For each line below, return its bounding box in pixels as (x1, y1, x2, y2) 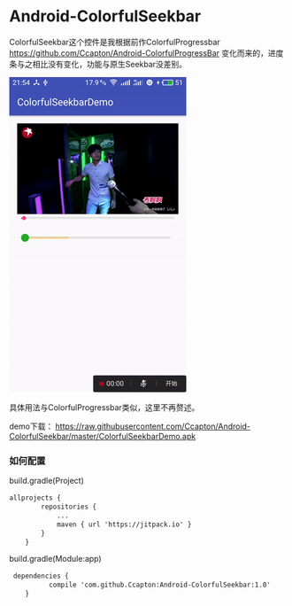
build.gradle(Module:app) (9, 554, 102, 564)
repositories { (41, 502, 97, 511)
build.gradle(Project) (9, 476, 84, 486)
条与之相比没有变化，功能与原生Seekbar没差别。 (9, 58, 188, 69)
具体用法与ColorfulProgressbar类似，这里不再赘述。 (9, 401, 200, 413)
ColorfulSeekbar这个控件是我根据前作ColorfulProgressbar (9, 36, 221, 47)
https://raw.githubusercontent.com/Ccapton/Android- (55, 421, 250, 431)
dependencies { (12, 571, 69, 581)
